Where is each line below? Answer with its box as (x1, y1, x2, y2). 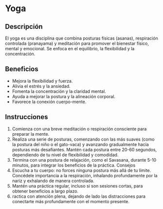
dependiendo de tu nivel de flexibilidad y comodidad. (12, 152, 119, 158)
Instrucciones (5, 113, 48, 121)
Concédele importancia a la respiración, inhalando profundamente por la (12, 172, 158, 178)
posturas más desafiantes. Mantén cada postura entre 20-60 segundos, (12, 146, 157, 152)
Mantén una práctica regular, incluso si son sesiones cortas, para (12, 183, 143, 188)
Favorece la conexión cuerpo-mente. (12, 99, 87, 104)
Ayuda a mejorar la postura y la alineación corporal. (12, 93, 116, 99)
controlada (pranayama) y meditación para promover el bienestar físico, (5, 41, 149, 46)
